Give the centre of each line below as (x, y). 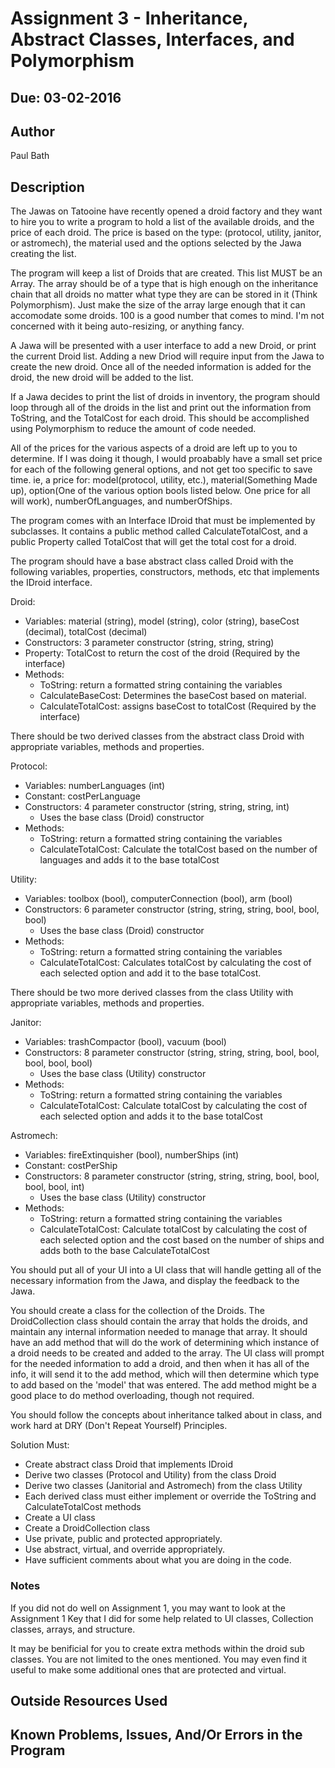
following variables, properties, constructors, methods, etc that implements (165, 572)
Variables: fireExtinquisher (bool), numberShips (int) (132, 1155)
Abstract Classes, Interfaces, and (152, 39)
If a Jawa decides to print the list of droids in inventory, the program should (165, 397)
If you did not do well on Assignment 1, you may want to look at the (148, 1608)
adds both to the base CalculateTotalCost (124, 1251)
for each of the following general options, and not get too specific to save (161, 469)
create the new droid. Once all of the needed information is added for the (161, 367)
